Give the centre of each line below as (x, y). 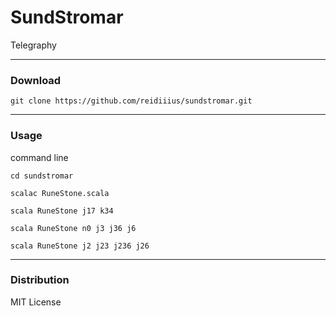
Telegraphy (33, 45)
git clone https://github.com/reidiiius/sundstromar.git (131, 101)
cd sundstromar (42, 176)
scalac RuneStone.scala (60, 193)
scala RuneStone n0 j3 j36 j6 (73, 228)
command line (39, 157)
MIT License (36, 302)
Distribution (40, 280)
